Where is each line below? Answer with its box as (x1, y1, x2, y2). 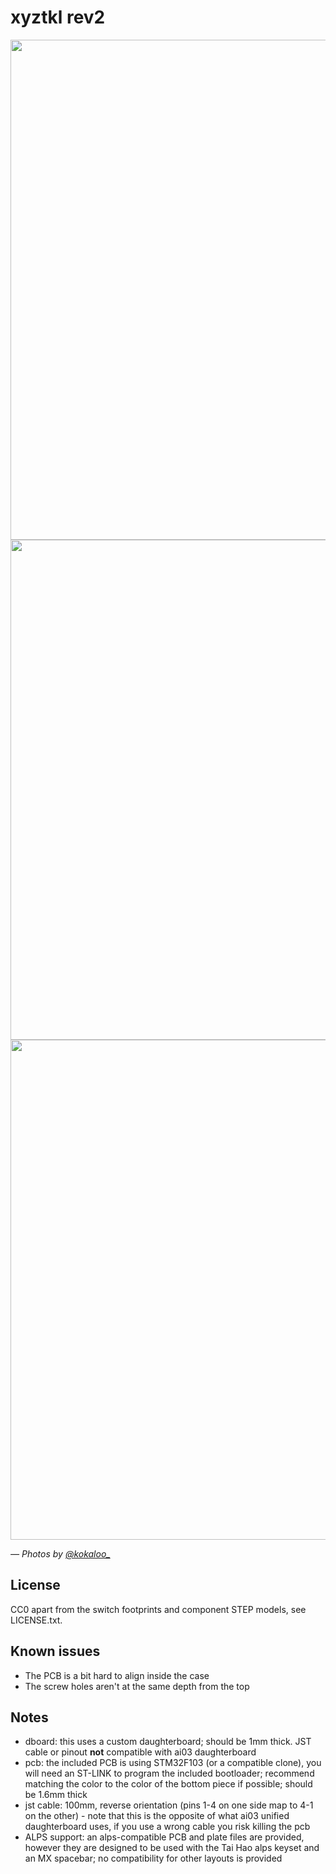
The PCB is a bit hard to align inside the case (24, 1669, 210, 1681)
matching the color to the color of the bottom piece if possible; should (24, 1778, 313, 1790)
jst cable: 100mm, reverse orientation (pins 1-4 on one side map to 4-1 (24, 1799, 314, 1811)
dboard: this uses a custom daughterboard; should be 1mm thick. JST (24, 1736, 312, 1748)
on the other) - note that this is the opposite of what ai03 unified (24, 1810, 290, 1822)
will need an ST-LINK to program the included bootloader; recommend (24, 1767, 315, 1780)
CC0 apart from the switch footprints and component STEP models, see (10, 1603, 307, 1615)
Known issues (10, 1643, 101, 1660)
